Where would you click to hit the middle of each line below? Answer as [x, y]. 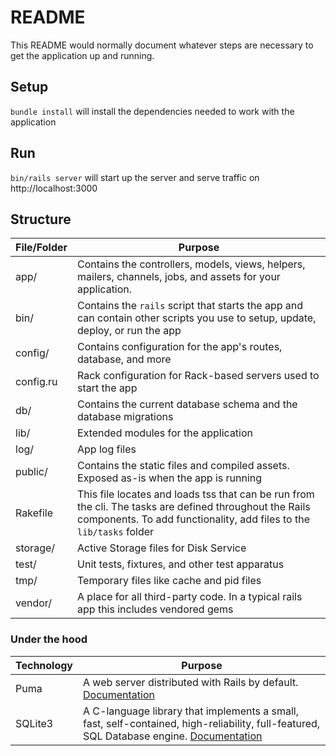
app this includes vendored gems [155, 609]
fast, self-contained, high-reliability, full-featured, [202, 723]
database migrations [125, 417]
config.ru [36, 382]
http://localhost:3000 [54, 188]
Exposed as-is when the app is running [170, 478]
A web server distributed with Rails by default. [191, 682]
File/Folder [41, 248]
